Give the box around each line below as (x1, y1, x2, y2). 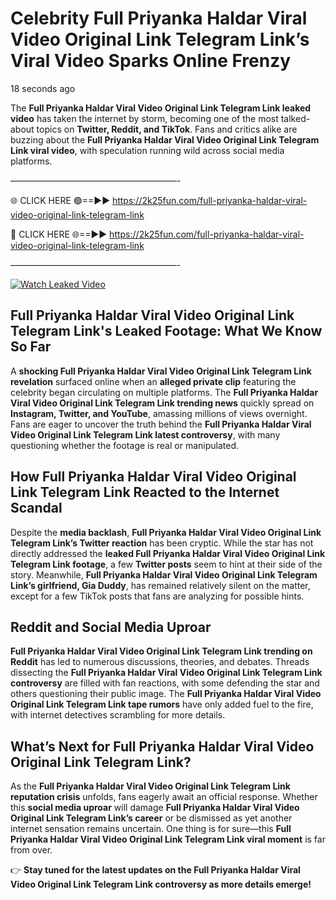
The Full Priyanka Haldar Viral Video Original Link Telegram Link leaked (10, 102, 312, 114)
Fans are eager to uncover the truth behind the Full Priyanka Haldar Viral (10, 418, 312, 430)
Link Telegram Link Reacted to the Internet (10, 484, 280, 501)
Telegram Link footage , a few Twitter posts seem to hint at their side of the (10, 558, 323, 570)
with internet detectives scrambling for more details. (10, 709, 226, 721)
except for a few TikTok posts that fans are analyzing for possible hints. (10, 590, 305, 602)
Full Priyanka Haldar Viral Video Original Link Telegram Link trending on (10, 645, 313, 657)
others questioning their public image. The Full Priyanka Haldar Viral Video (10, 688, 322, 700)
